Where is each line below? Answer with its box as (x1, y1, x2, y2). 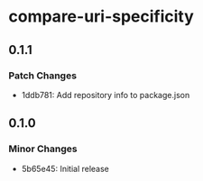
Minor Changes (8, 142, 78, 155)
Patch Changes (8, 69, 78, 82)
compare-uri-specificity (8, 6, 195, 27)
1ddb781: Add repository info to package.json (21, 89, 190, 100)
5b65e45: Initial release (21, 163, 110, 174)
